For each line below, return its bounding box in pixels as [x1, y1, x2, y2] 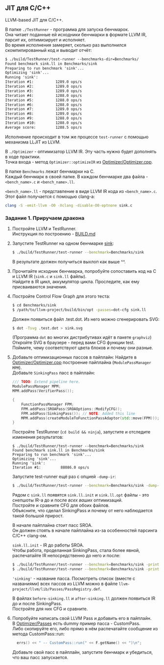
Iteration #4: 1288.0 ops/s [5, 93, 82, 98]
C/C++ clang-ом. [12, 533, 47, 539]
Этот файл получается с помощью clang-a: [5, 193, 95, 199]
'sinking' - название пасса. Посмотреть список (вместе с [12, 575, 136, 581]
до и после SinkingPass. [12, 600, 62, 606]
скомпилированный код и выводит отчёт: [5, 47, 92, 53]
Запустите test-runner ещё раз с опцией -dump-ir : [12, 474, 116, 479]
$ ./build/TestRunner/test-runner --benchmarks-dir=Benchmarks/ [5, 56, 139, 62]
